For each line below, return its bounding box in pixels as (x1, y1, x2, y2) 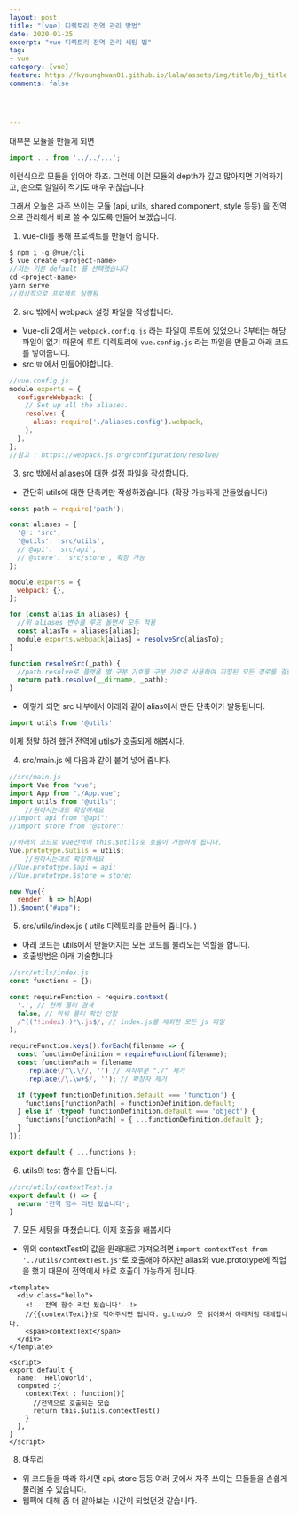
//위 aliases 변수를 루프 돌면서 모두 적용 (17, 619, 156, 627)
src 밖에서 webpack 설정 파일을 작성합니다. (21, 306, 174, 317)
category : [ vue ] (9, 63, 69, 72)
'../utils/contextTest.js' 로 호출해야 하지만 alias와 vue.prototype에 (21, 1255, 271, 1266)
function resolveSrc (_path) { (9, 658, 122, 668)
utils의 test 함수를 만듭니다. (21, 1164, 118, 1176)
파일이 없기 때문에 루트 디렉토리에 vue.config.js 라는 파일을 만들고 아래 (21, 336, 273, 347)
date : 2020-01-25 (9, 29, 74, 38)
